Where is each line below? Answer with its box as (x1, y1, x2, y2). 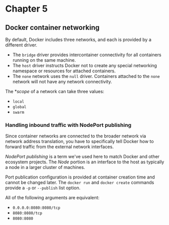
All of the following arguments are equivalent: (5, 195, 100, 201)
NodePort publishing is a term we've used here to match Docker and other (5, 154, 160, 160)
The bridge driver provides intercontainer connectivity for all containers (12, 52, 161, 58)
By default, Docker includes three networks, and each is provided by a (5, 36, 152, 42)
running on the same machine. (12, 57, 76, 63)
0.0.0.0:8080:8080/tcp (12, 205, 61, 210)
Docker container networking (5, 23, 100, 32)
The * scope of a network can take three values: (5, 88, 104, 94)
